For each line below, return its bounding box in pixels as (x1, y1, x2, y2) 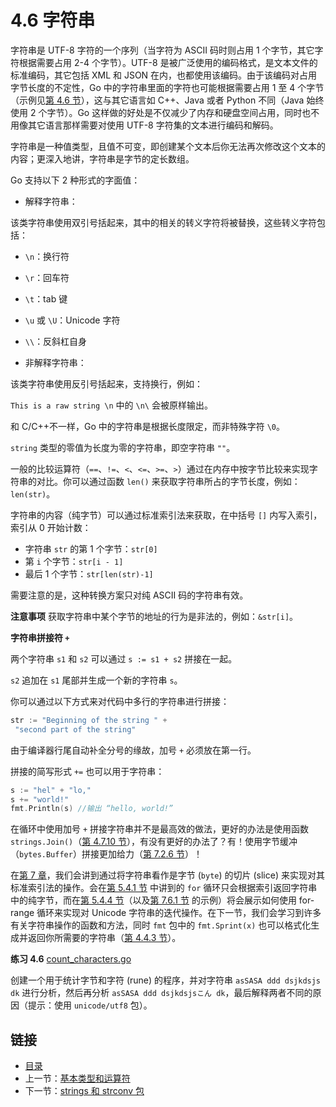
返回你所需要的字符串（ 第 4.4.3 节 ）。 (27, 932, 182, 944)
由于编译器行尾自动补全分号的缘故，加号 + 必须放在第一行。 (10, 744, 257, 756)
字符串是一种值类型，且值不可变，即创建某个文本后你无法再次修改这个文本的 (10, 140, 326, 152)
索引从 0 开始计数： (10, 521, 92, 533)
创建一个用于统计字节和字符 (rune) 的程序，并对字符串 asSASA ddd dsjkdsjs (10, 974, 322, 986)
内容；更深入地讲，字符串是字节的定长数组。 (10, 152, 195, 165)
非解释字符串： (24, 356, 87, 368)
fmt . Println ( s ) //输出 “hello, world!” (10, 804, 174, 814)
